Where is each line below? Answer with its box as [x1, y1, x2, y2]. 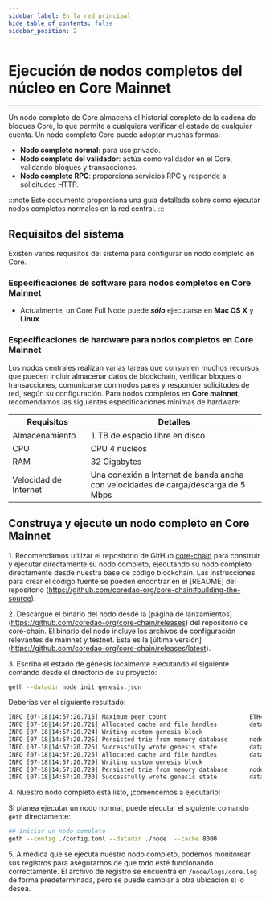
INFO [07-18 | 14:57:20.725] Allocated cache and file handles [8, 750, 218, 758]
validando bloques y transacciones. [19, 163, 138, 172]
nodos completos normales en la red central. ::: [8, 204, 165, 214]
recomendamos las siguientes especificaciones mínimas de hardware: [8, 396, 241, 407]
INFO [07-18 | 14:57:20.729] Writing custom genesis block [8, 758, 203, 766]
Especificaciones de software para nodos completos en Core [8, 277, 252, 288]
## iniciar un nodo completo [8, 827, 106, 836]
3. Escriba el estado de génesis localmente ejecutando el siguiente [8, 658, 230, 669]
